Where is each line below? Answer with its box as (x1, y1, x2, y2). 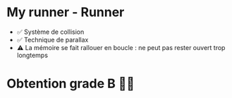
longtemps (16, 51, 49, 59)
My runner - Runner (6, 4, 125, 20)
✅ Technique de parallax (16, 35, 89, 44)
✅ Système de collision (16, 27, 85, 36)
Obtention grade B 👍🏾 (6, 75, 135, 92)
